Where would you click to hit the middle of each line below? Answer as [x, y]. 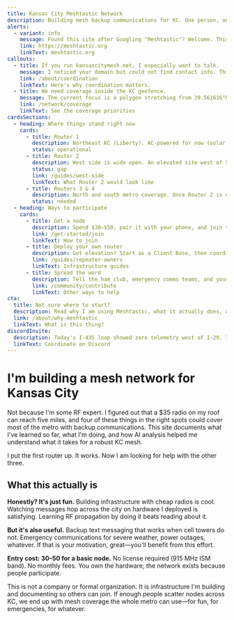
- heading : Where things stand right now [75, 124]
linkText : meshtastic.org [57, 53]
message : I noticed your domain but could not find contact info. [118, 72]
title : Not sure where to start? [62, 305]
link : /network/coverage [56, 104]
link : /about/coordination [59, 78]
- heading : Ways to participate [61, 208]
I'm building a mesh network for [101, 379]
